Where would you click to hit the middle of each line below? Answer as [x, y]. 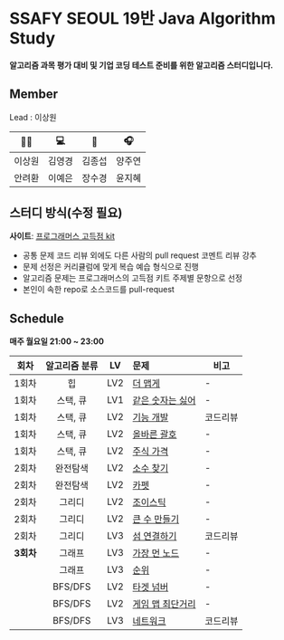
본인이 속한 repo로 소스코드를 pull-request [98, 290]
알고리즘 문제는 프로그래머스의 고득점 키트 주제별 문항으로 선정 [132, 278]
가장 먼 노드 [156, 553]
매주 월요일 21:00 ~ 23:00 [57, 341]
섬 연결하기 [155, 537]
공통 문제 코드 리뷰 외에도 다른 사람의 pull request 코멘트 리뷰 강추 [140, 255]
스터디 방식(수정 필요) [66, 212]
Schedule [37, 318]
